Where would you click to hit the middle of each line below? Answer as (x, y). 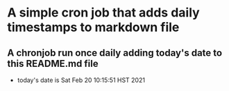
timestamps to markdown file (93, 27)
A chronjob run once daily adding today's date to (115, 53)
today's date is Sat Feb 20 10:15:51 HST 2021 (81, 80)
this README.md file (53, 63)
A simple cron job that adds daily (103, 13)
